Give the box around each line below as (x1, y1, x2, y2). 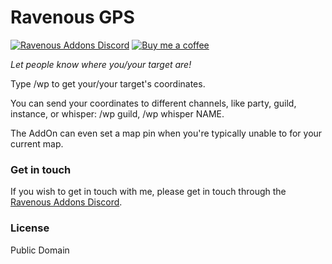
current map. (10, 137, 64, 150)
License (10, 221, 50, 235)
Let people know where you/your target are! (10, 58, 192, 70)
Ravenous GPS (10, 6, 135, 29)
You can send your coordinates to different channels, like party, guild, (10, 97, 297, 109)
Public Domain (10, 244, 70, 256)
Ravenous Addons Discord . (10, 196, 123, 208)
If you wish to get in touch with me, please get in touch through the (10, 186, 287, 198)
